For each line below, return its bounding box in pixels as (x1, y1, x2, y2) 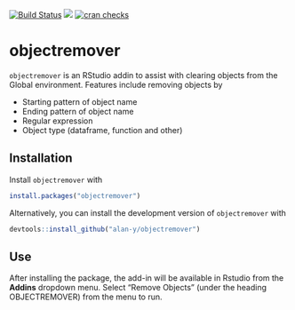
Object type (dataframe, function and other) (21, 124, 183, 135)
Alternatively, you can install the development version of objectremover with (9, 207, 286, 218)
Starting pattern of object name (21, 96, 138, 107)
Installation (9, 151, 73, 166)
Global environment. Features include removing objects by (9, 79, 223, 90)
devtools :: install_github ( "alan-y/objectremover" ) (9, 225, 201, 234)
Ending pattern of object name (21, 106, 134, 116)
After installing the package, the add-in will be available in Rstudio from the (9, 273, 284, 283)
